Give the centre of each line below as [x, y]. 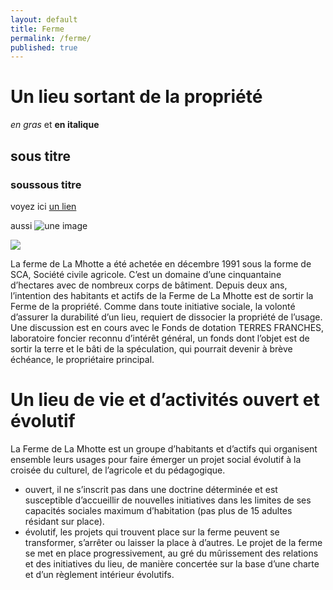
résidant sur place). [64, 521]
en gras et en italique [55, 125]
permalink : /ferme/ [51, 38]
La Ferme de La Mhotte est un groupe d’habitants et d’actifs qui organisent [164, 448]
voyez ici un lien [43, 206]
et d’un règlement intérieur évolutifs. [99, 574]
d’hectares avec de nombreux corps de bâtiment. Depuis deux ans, [149, 285]
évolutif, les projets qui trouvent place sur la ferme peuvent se [152, 532]
